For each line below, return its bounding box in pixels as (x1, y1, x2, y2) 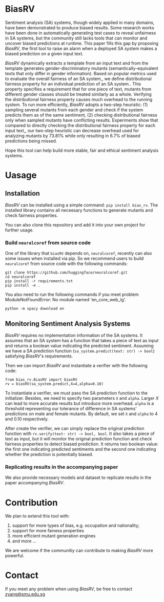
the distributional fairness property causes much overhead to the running (5, 96, 153, 102)
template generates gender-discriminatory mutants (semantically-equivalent (5, 65, 159, 71)
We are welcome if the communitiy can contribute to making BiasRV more (5, 548, 153, 554)
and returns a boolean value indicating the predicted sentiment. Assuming (5, 343, 154, 349)
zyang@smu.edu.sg (5, 591, 45, 597)
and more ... (12, 538, 37, 544)
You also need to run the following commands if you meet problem (5, 291, 139, 297)
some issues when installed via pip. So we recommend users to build (5, 255, 144, 262)
